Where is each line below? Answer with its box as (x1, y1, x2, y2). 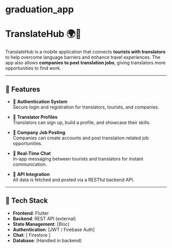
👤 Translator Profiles (12, 114, 58, 120)
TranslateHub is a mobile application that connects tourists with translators (5, 49, 166, 55)
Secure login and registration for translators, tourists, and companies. (12, 104, 160, 110)
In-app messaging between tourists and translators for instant (12, 155, 143, 162)
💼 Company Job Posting (12, 129, 66, 135)
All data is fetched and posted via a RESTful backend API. (12, 176, 135, 183)
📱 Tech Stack (5, 197, 48, 205)
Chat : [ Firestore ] (12, 232, 51, 238)
